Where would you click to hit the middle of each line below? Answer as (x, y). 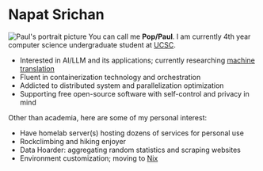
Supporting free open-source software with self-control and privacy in (134, 93)
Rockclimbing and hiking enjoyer (73, 141)
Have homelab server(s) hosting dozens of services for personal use (131, 133)
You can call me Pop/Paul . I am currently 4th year (170, 36)
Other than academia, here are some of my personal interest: (108, 117)
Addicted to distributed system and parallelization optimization (122, 85)
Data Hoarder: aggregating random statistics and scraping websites (130, 150)
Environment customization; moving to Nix (89, 158)
